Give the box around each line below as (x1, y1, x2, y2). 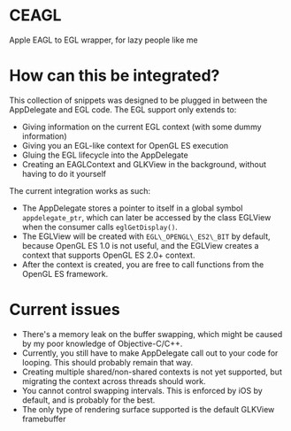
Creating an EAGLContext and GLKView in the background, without (21, 158, 267, 169)
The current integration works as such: (9, 185, 150, 196)
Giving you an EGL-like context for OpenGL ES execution (21, 140, 229, 150)
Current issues (9, 300, 121, 319)
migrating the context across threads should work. (21, 375, 206, 386)
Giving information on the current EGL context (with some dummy (21, 121, 263, 132)
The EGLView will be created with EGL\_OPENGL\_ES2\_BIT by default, (21, 231, 272, 242)
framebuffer (21, 413, 66, 424)
